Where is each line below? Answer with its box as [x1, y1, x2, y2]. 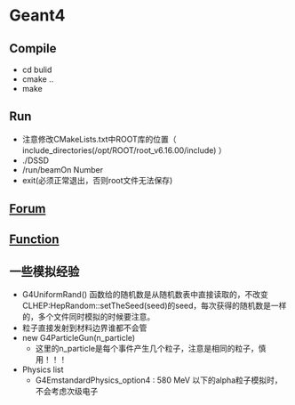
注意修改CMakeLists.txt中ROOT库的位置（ [21, 134, 177, 144]
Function [9, 231, 60, 247]
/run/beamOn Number [21, 164, 104, 174]
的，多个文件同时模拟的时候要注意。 [21, 312, 155, 322]
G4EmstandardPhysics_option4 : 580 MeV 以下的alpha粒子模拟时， [35, 375, 283, 385]
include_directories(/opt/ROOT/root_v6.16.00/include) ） [21, 144, 227, 156]
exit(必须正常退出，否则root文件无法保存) [21, 174, 173, 185]
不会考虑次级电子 [35, 386, 99, 397]
